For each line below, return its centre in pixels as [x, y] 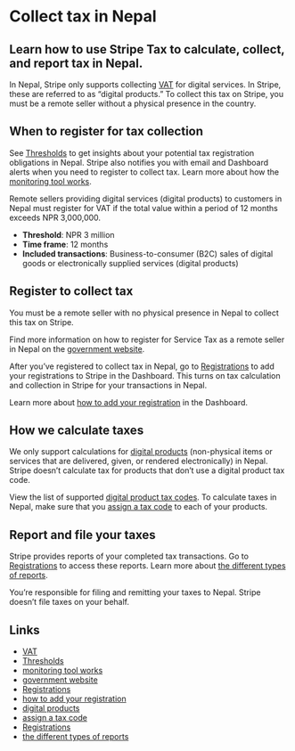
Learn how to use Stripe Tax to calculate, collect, [147, 49]
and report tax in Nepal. [76, 63]
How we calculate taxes [77, 431]
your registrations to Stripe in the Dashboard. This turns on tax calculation [145, 375]
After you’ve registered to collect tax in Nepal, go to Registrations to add [142, 366]
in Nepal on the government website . [77, 348]
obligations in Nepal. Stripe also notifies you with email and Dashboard [139, 162]
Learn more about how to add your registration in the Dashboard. [128, 402]
